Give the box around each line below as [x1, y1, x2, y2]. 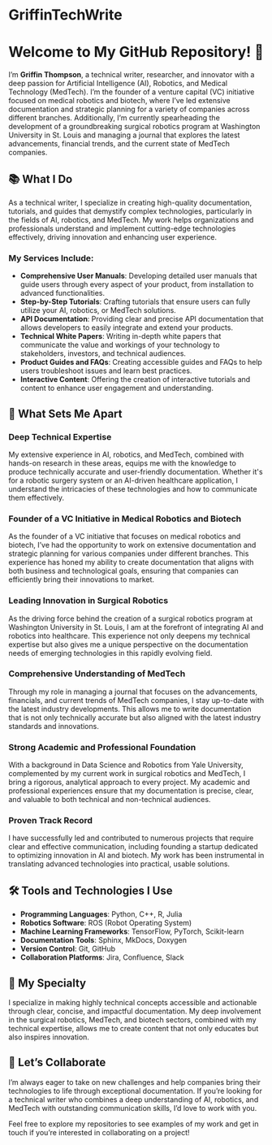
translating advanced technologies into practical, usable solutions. [8, 859, 230, 869]
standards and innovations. [8, 721, 99, 731]
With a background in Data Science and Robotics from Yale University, [8, 760, 244, 770]
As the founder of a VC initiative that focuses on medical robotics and [8, 531, 241, 541]
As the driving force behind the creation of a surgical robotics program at [8, 614, 253, 623]
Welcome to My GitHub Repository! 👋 [8, 43, 264, 62]
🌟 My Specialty [8, 976, 87, 990]
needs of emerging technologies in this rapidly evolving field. [8, 648, 213, 657]
